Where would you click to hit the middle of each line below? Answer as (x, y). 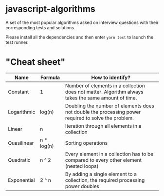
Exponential (21, 180)
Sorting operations (86, 143)
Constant (18, 92)
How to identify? (111, 78)
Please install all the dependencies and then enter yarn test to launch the (80, 37)
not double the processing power (103, 112)
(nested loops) (82, 166)
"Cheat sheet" (35, 62)
